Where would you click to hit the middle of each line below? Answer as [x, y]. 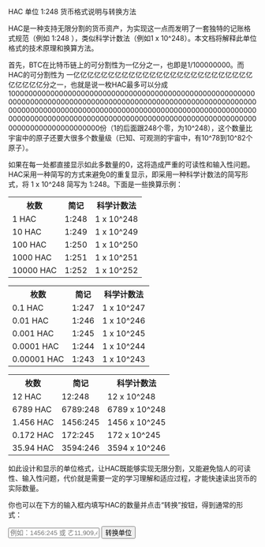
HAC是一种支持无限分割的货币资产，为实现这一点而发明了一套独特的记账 [126, 28]
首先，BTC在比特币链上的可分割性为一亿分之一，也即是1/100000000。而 [126, 65]
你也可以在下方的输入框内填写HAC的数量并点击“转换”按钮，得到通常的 [122, 505]
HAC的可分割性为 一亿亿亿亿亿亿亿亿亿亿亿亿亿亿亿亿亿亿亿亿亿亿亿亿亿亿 [131, 75]
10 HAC [27, 232]
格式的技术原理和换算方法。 [53, 48]
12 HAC [27, 397]
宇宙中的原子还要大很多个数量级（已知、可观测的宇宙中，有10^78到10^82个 [131, 138]
